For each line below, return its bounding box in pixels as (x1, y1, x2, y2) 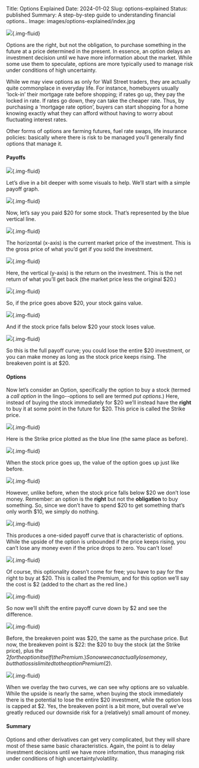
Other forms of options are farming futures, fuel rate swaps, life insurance (6, 128, 187, 134)
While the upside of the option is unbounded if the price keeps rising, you (6, 538, 186, 545)
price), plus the (6, 647, 43, 655)
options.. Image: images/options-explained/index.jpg (6, 18, 135, 24)
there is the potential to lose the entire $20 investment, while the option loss (6, 696, 192, 703)
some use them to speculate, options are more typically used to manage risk (6, 61, 194, 67)
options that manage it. (6, 140, 63, 147)
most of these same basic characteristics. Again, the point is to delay (6, 742, 175, 749)
